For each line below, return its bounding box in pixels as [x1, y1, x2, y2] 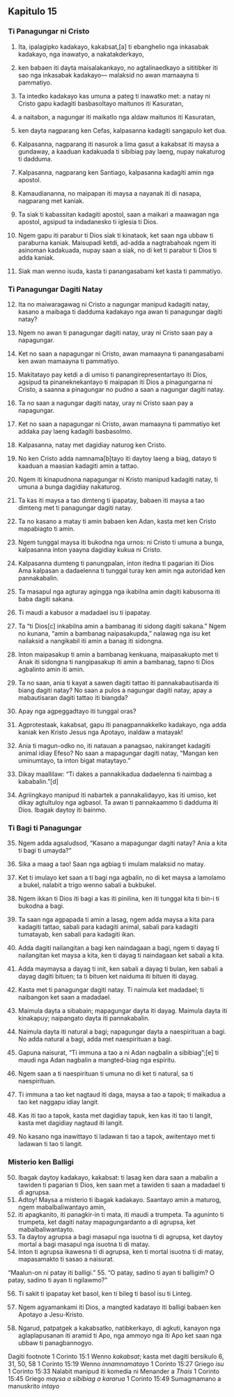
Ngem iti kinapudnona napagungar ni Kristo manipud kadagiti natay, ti [17, 475, 219, 483]
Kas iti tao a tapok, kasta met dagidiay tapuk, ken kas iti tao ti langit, [17, 1111, 213, 1120]
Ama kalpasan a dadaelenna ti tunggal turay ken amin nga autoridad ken [17, 566, 226, 575]
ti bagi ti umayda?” [17, 847, 72, 855]
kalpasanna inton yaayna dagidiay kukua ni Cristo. [17, 545, 162, 554]
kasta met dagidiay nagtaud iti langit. [17, 1119, 124, 1127]
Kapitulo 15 [8, 6, 58, 17]
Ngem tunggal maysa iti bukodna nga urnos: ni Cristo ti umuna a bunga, [17, 538, 224, 546]
